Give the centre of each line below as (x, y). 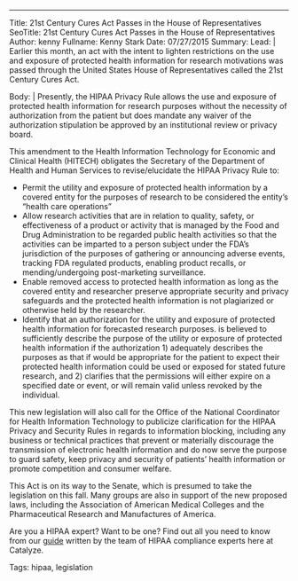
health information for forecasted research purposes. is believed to (145, 329)
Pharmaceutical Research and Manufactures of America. (113, 514)
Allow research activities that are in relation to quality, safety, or (138, 216)
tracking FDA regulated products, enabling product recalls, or (134, 263)
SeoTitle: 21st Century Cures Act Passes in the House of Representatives (142, 32)
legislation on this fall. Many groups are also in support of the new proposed (149, 495)
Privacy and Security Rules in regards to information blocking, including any (148, 431)
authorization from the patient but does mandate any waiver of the (130, 115)
